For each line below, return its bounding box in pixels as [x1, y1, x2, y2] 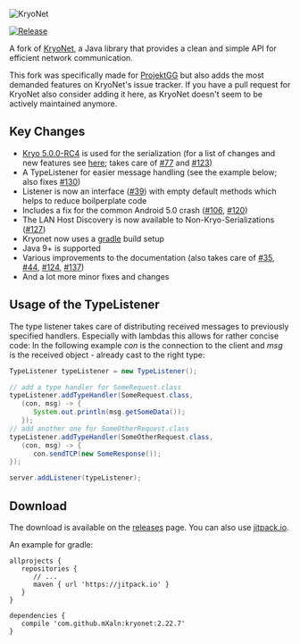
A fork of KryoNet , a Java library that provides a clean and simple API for [9, 43, 277, 54]
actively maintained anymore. [9, 98, 118, 109]
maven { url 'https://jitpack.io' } [32, 580, 170, 589]
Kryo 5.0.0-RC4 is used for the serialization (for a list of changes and [21, 147, 276, 158]
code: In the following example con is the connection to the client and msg [9, 339, 283, 350]
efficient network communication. [9, 53, 134, 63]
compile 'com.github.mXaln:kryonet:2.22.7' [21, 619, 186, 628]
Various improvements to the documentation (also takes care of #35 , [21, 252, 275, 263]
